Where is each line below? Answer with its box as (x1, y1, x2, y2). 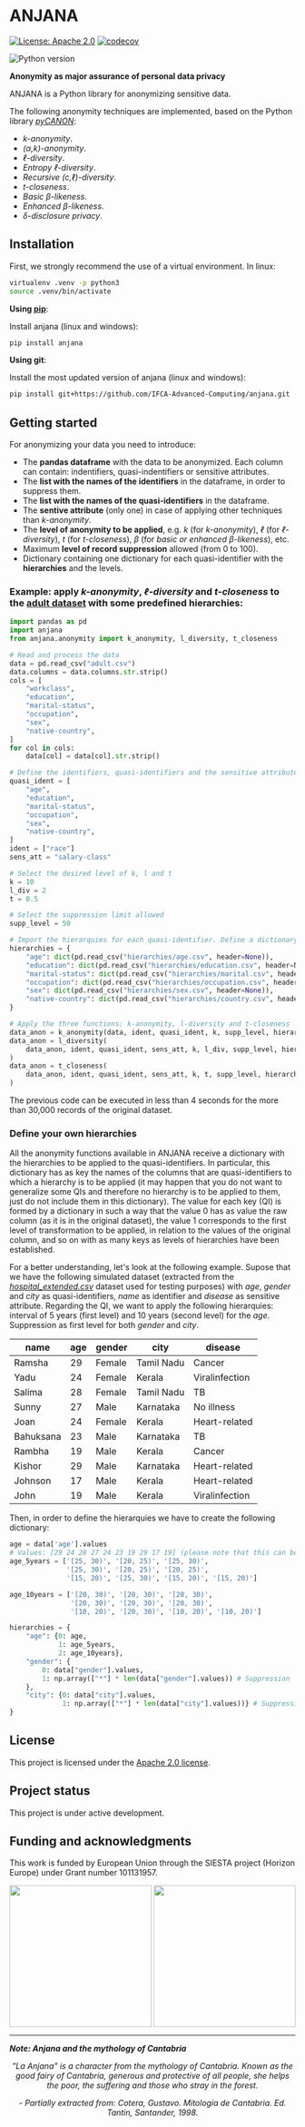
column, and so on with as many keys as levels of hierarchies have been (9, 1235, 280, 1246)
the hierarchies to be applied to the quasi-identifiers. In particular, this (9, 1157, 271, 1168)
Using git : (9, 355, 47, 366)
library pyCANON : (9, 115, 77, 126)
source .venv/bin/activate (9, 287, 112, 296)
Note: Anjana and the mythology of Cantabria (9, 2043, 187, 2054)
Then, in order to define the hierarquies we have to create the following (9, 1512, 276, 1523)
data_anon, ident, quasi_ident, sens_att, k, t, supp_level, (25, 1070, 261, 1079)
